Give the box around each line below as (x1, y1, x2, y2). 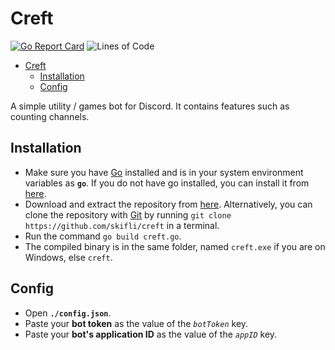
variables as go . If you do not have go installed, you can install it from (24, 177, 310, 189)
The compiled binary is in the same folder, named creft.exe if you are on (24, 240, 326, 252)
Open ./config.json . (24, 307, 112, 319)
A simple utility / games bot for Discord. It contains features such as (10, 100, 290, 112)
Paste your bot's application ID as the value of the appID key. (24, 328, 278, 340)
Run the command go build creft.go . (24, 230, 182, 242)
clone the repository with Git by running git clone (24, 208, 232, 221)
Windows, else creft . (24, 251, 113, 263)
